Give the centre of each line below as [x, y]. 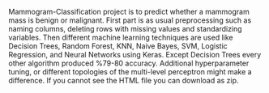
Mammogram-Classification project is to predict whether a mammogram [129, 12]
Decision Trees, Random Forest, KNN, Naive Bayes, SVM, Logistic [118, 46]
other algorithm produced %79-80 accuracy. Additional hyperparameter [129, 63]
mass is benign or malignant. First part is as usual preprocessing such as [130, 20]
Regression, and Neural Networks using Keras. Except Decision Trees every [135, 55]
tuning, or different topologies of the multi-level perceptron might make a [130, 72]
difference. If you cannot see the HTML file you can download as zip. [124, 80]
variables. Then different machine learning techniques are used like [121, 37]
